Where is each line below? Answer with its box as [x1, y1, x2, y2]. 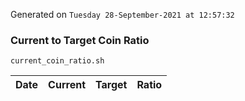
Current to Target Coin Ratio [10, 33, 150, 47]
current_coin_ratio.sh [10, 56, 105, 66]
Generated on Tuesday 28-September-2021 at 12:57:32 [10, 9, 235, 20]
